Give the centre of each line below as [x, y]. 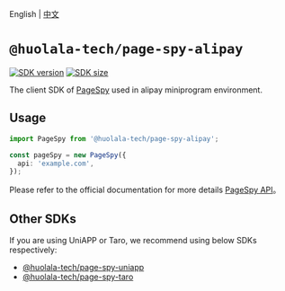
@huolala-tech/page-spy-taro [78, 277]
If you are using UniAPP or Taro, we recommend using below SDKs [134, 241]
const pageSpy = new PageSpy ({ [68, 155]
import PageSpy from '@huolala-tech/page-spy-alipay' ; [114, 138]
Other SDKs [43, 219]
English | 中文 [35, 14]
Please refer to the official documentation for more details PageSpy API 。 [145, 190]
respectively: [33, 250]
